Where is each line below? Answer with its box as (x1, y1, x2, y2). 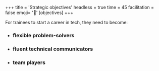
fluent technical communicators (12, 45, 93, 52)
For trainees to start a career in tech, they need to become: (5, 20, 128, 25)
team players (12, 59, 45, 66)
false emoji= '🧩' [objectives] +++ (5, 10, 74, 16)
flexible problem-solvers (12, 32, 75, 39)
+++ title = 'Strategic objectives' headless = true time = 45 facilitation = (5, 5, 154, 10)
